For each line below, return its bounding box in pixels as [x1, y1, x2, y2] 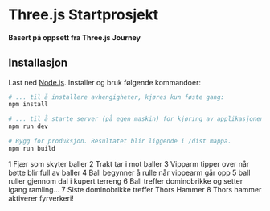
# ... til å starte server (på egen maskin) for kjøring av [8, 115, 215, 123]
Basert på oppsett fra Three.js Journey [8, 32, 141, 42]
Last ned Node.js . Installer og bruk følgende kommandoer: [8, 77, 201, 87]
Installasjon [8, 56, 68, 70]
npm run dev [8, 122, 48, 130]
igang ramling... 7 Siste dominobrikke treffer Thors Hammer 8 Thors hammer [8, 184, 262, 194]
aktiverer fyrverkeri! [8, 193, 74, 203]
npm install [8, 101, 48, 109]
